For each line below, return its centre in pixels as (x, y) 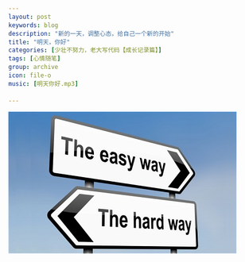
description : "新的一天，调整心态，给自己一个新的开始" (91, 33)
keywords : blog (33, 25)
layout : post (30, 17)
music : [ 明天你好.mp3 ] (43, 83)
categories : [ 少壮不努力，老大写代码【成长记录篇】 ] (85, 50)
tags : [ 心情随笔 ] (35, 59)
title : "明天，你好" (39, 42)
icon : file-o (30, 75)
